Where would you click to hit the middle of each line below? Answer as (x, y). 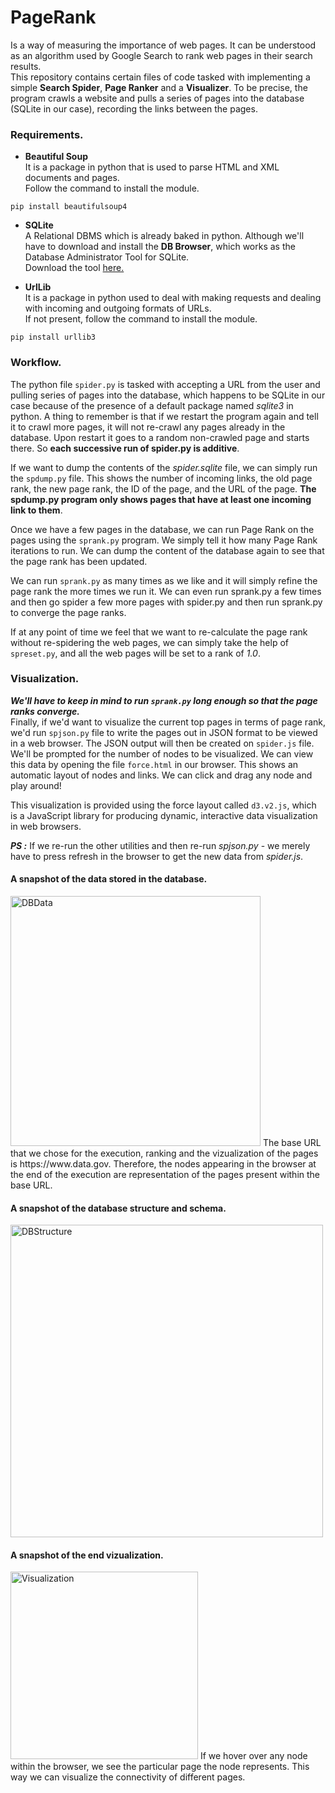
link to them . (36, 510)
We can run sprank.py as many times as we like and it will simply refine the (164, 580)
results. (26, 66)
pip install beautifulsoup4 (69, 207)
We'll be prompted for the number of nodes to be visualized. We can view (162, 753)
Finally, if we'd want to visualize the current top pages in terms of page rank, (168, 722)
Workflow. (36, 363)
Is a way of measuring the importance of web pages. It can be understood (163, 45)
